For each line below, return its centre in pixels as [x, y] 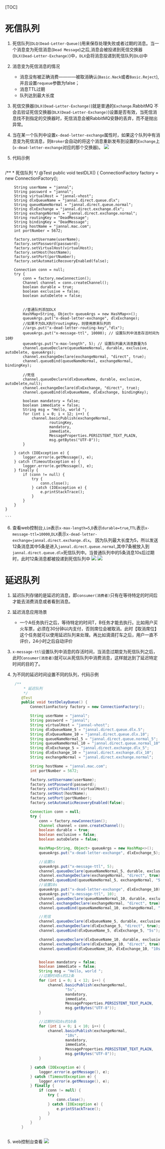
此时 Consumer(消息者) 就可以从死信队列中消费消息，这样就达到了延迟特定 [85, 658]
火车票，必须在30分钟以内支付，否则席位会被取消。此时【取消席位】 [89, 628]
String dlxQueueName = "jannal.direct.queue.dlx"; [67, 200]
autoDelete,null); [24, 383]
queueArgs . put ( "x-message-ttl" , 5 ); [76, 866]
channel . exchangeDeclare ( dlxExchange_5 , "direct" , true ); [99, 926]
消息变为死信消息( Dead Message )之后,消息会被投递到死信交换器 [80, 50]
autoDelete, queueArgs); [31, 352]
